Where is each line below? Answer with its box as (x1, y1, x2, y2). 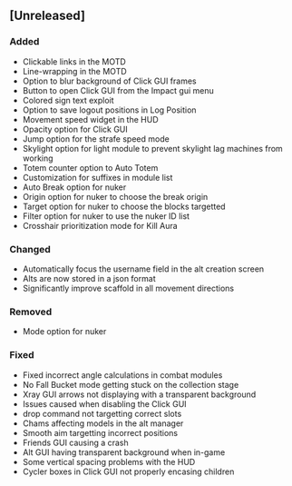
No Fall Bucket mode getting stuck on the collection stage (22, 379, 239, 390)
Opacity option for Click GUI (22, 124, 129, 134)
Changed (9, 243, 52, 255)
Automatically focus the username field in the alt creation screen (22, 263, 265, 274)
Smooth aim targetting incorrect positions (22, 427, 179, 438)
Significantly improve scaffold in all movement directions (22, 283, 234, 293)
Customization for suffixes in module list (22, 172, 173, 183)
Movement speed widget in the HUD (22, 114, 159, 124)
